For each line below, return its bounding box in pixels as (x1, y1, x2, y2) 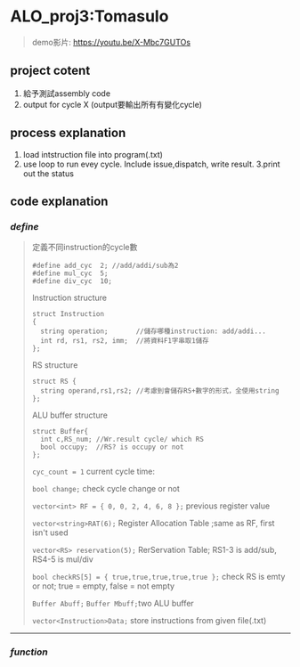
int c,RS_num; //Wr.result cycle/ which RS (40, 435, 204, 444)
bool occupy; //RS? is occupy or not (40, 443, 184, 451)
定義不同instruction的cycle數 (31, 242, 138, 253)
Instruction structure (31, 292, 108, 304)
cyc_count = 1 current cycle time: (31, 466, 155, 477)
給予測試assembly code (22, 87, 110, 99)
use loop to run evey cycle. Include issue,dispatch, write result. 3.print (22, 159, 280, 169)
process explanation (10, 126, 126, 141)
